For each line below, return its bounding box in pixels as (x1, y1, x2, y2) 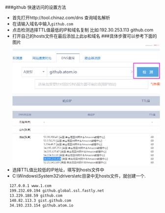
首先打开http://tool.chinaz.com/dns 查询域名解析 (12, 15, 110, 21)
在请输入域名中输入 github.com (12, 21, 74, 27)
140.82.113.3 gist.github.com (9, 198, 71, 203)
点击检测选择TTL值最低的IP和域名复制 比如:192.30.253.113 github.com (12, 27, 154, 33)
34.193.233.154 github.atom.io (9, 203, 74, 208)
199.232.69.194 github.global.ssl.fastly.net (9, 188, 105, 193)
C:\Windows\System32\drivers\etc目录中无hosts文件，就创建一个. (12, 173, 146, 179)
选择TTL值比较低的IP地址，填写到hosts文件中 (12, 166, 105, 173)
